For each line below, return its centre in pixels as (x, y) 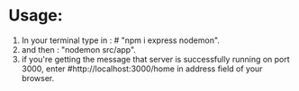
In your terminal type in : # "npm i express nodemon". (120, 40)
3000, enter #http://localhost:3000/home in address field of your (142, 69)
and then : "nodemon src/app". (79, 49)
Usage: (36, 16)
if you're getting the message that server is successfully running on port (155, 59)
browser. (38, 78)
